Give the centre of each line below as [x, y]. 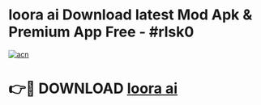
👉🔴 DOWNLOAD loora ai [93, 88]
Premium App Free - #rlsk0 [101, 32]
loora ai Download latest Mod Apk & [130, 15]
